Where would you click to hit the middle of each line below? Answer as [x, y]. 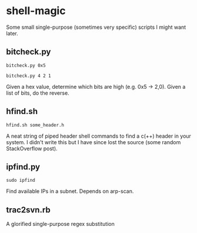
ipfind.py [23, 167]
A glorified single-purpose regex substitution [60, 224]
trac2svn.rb [29, 210]
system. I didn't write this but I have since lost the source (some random [94, 142]
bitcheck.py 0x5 [26, 65]
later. [12, 33]
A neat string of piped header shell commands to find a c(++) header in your [98, 136]
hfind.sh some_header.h [35, 125]
